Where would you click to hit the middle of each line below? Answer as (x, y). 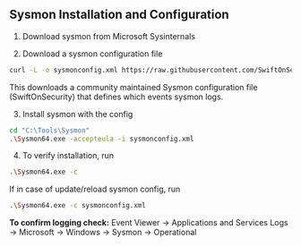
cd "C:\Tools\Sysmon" (50, 130)
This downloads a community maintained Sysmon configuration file (133, 87)
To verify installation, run (68, 156)
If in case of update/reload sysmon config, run (95, 189)
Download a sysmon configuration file (92, 54)
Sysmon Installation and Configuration (120, 15)
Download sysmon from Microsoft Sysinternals (108, 36)
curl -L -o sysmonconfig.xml (64, 70)
